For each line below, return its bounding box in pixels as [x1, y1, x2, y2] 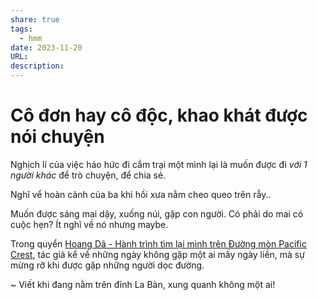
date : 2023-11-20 [10, 42, 83, 53]
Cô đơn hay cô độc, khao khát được [10, 104, 308, 127]
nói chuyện [10, 126, 105, 148]
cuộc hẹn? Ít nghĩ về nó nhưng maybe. [10, 218, 169, 230]
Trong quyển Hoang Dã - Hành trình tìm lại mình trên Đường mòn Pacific [10, 237, 307, 250]
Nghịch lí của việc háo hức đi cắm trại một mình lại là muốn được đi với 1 [10, 158, 308, 170]
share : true [10, 14, 60, 25]
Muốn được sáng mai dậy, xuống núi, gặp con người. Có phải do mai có [10, 207, 304, 220]
